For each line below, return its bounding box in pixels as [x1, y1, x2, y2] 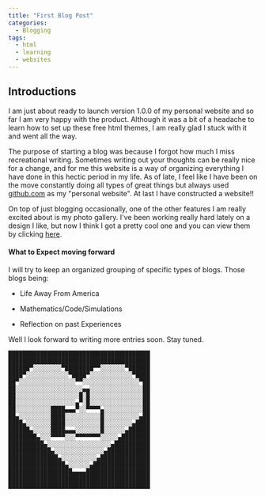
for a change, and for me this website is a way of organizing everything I [8, 163, 244, 173]
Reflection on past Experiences [19, 319, 122, 328]
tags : [8, 33, 26, 42]
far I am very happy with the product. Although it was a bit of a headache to [8, 114, 255, 123]
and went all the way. [8, 131, 78, 141]
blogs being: [8, 273, 49, 283]
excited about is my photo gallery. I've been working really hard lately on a [8, 212, 251, 222]
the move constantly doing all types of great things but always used [8, 180, 229, 190]
